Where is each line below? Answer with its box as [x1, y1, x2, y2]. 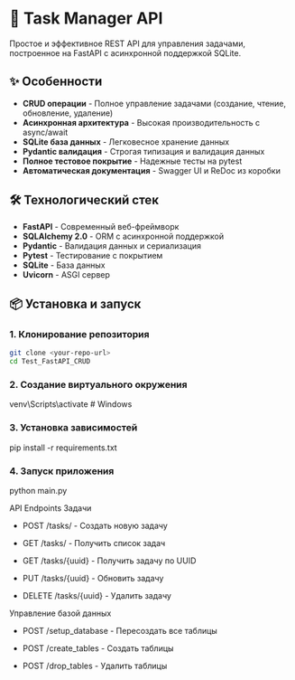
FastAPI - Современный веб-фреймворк [22, 221, 180, 231]
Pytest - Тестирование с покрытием [22, 250, 163, 260]
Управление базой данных [9, 608, 112, 619]
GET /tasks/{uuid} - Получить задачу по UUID [22, 555, 197, 566]
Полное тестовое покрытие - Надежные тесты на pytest [22, 156, 243, 166]
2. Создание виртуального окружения [9, 378, 188, 391]
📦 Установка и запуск [9, 296, 142, 311]
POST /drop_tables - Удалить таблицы [22, 660, 168, 671]
